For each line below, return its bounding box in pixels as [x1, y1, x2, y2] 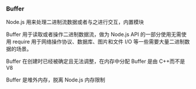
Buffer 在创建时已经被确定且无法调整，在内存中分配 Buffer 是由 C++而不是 [6, 58, 185, 65]
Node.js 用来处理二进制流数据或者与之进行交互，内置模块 [6, 19, 145, 26]
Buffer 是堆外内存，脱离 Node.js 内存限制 [6, 76, 105, 83]
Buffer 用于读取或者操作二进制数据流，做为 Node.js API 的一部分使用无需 [6, 31, 181, 38]
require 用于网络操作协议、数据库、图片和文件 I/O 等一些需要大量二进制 [12, 38, 185, 45]
